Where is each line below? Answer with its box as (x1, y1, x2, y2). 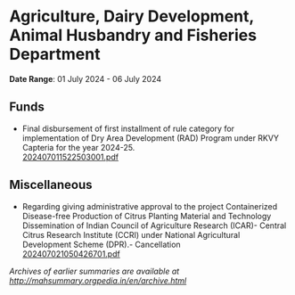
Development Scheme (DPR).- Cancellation (21, 239, 181, 250)
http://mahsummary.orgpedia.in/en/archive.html (9, 275, 187, 286)
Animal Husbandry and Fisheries (9, 25, 257, 45)
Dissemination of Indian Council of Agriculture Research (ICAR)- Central (21, 220, 287, 231)
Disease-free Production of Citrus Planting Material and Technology (21, 210, 272, 221)
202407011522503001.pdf (21, 152, 119, 162)
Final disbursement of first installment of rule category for (21, 123, 234, 134)
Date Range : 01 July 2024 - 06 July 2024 (9, 73, 162, 84)
